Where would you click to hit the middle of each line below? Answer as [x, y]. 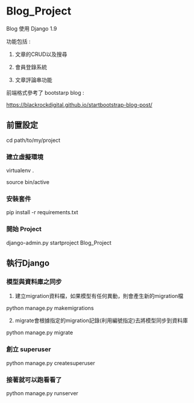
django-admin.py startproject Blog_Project [59, 243]
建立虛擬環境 [25, 157]
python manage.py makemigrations [50, 308]
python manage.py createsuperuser [51, 363]
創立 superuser [29, 349]
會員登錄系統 [31, 67]
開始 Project [24, 229]
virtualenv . [20, 171]
